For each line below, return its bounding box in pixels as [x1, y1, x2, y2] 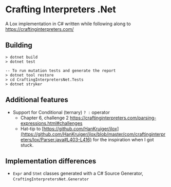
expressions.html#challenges [20, 120, 83, 126]
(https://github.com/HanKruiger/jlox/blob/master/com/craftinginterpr [20, 131, 166, 137]
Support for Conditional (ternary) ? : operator [12, 109, 110, 115]
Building [5, 41, 32, 50]
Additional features [5, 96, 68, 104]
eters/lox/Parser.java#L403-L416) [20, 136, 92, 142]
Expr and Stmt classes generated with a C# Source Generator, [12, 171, 144, 177]
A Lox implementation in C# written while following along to [5, 21, 131, 27]
